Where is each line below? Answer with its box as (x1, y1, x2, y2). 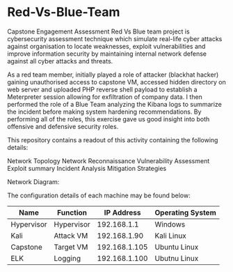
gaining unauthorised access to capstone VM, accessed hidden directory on (7, 77, 226, 86)
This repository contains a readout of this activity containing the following (7, 135, 218, 144)
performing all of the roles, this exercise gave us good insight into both (7, 114, 210, 123)
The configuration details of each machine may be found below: (7, 191, 191, 199)
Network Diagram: (7, 177, 60, 186)
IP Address (104, 207, 141, 217)
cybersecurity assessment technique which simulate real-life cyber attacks (7, 34, 223, 43)
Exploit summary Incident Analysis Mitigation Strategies (7, 164, 167, 172)
